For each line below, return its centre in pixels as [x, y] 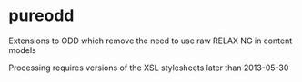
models [23, 50]
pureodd [41, 16]
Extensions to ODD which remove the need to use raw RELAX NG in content [151, 41]
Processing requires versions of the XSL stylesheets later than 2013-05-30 [149, 68]
